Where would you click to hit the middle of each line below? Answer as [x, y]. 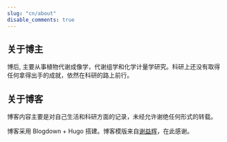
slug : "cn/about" [32, 13]
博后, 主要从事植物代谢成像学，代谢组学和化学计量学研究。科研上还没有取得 [113, 67]
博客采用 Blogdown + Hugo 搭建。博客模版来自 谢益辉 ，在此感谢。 [100, 131]
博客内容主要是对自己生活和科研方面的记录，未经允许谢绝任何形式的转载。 [112, 117]
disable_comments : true [41, 20]
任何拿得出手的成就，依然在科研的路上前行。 [70, 75]
